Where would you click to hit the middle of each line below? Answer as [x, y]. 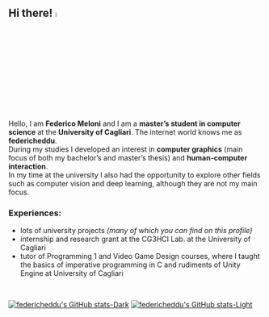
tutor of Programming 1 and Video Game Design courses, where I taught [140, 257]
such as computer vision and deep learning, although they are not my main [133, 184]
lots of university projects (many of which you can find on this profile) [136, 231]
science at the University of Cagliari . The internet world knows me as [125, 132]
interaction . [28, 167]
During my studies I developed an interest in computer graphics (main [126, 149]
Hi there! [31, 13]
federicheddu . [33, 141]
